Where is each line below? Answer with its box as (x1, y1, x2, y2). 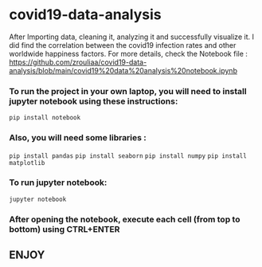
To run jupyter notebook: (9, 177, 108, 188)
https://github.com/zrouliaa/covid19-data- (9, 57, 147, 67)
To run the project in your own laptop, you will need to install (9, 85, 247, 96)
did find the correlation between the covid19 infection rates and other (9, 40, 237, 49)
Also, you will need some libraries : (9, 132, 147, 143)
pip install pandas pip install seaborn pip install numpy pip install (9, 151, 248, 160)
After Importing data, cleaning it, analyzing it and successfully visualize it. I (9, 32, 254, 41)
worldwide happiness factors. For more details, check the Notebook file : (9, 49, 248, 58)
